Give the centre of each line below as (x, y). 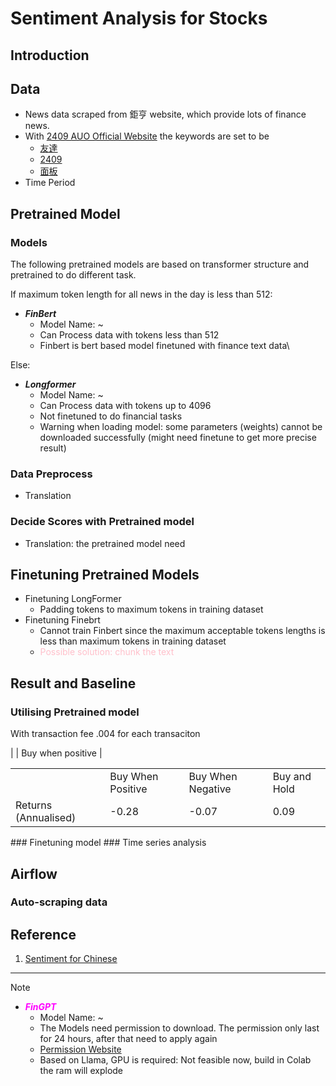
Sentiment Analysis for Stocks (139, 18)
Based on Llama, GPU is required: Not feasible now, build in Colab (175, 1060)
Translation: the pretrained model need (105, 543)
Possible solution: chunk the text (107, 652)
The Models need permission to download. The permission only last (179, 1028)
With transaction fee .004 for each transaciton (105, 734)
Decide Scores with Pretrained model (102, 522)
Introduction (50, 55)
